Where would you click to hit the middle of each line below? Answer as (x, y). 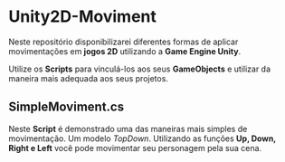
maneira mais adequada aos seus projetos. (89, 78)
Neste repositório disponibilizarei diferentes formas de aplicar (123, 42)
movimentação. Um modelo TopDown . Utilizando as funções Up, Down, (142, 138)
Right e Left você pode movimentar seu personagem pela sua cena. (135, 148)
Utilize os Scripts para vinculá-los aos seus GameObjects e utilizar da (140, 69)
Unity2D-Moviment (83, 17)
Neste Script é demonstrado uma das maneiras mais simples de (128, 129)
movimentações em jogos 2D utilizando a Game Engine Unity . (125, 51)
